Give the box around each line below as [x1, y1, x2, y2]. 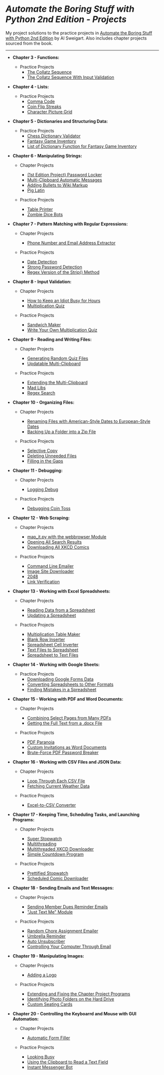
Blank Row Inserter [27, 636, 65, 642]
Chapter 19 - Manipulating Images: [12, 953, 84, 959]
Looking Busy [27, 1053, 55, 1059]
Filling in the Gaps [27, 458, 63, 464]
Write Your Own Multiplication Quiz [27, 327, 98, 333]
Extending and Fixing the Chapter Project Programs [27, 991, 130, 997]
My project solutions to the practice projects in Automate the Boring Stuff [5, 30, 152, 36]
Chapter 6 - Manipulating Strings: [12, 153, 82, 158]
